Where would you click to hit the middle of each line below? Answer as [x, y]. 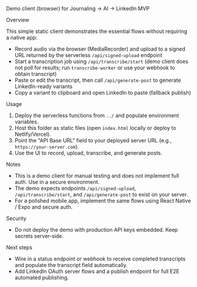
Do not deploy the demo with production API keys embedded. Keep [96, 230]
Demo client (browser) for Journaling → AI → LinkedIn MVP [78, 9]
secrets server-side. [39, 236]
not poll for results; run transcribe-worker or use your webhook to [95, 68]
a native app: [22, 37]
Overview [18, 20]
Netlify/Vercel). [33, 134]
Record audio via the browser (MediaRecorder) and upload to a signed [100, 49]
